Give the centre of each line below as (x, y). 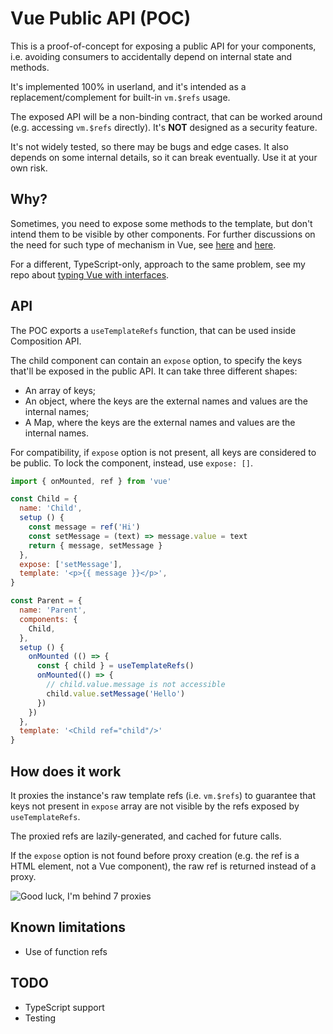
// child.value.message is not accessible (136, 685)
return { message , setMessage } (95, 545)
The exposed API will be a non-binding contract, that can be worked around (166, 116)
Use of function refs (66, 951)
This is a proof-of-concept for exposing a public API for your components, (163, 46)
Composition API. (46, 341)
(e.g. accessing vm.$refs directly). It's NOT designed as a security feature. (164, 127)
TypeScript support (64, 1007)
